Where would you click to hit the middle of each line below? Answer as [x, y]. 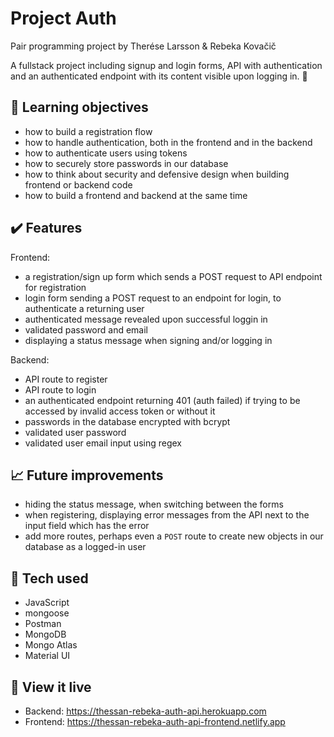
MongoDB [45, 634]
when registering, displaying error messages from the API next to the [167, 515]
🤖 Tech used [49, 578]
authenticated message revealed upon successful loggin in [146, 319]
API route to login [60, 389]
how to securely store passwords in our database [126, 163]
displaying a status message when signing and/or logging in [148, 340]
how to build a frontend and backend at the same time [136, 195]
